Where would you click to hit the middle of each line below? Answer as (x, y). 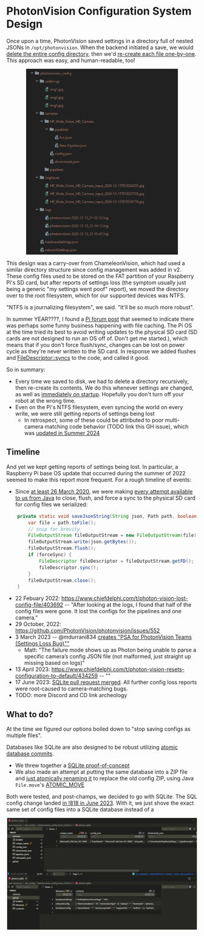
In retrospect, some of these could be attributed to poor (94, 420)
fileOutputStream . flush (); (62, 548)
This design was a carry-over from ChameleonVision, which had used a (96, 263)
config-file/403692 (39, 605)
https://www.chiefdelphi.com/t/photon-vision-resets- (118, 669)
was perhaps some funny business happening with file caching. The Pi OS (99, 325)
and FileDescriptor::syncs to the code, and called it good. (78, 357)
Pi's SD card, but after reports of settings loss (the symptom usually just (96, 282)
